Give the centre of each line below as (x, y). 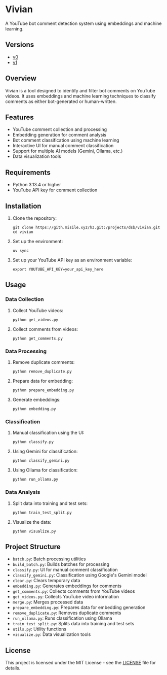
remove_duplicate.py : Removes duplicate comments (67, 613)
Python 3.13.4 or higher (37, 185)
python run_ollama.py (35, 480)
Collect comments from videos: (45, 329)
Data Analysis (23, 492)
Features (19, 117)
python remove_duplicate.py (42, 372)
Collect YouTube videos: (38, 310)
